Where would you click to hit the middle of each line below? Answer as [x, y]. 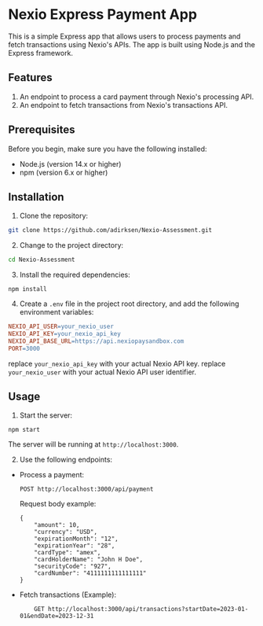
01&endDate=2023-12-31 [57, 616]
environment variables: [57, 312]
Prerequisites [42, 130]
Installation [36, 197]
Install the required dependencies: [75, 275]
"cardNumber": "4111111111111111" [90, 573]
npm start [24, 430]
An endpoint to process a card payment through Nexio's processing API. [137, 97]
